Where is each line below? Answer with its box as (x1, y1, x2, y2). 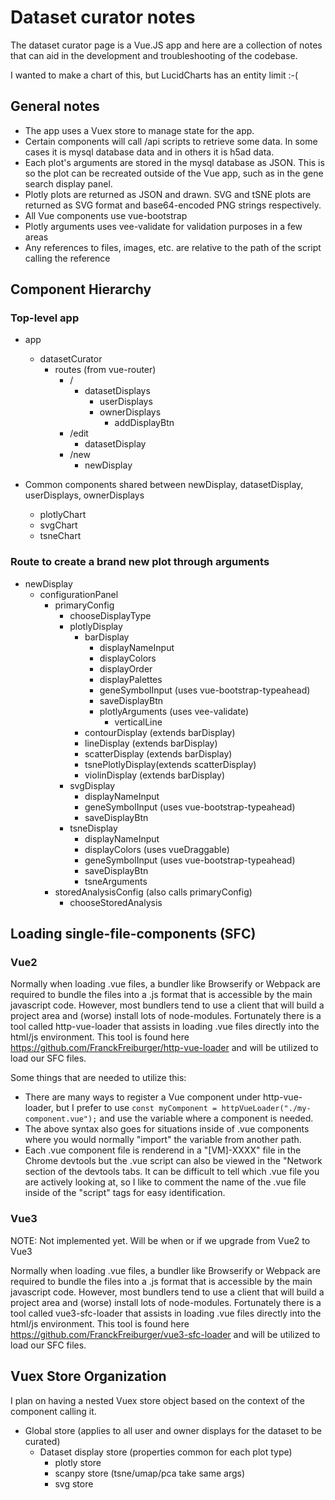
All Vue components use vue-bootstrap (24, 209, 188, 221)
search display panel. (24, 177, 113, 190)
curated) (24, 1435, 61, 1447)
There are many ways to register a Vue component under (24, 1091, 262, 1103)
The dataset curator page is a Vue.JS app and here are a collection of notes (10, 39, 323, 51)
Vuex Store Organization (10, 1368, 167, 1385)
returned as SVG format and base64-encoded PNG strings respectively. (24, 199, 322, 211)
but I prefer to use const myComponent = (55, 1102, 218, 1114)
